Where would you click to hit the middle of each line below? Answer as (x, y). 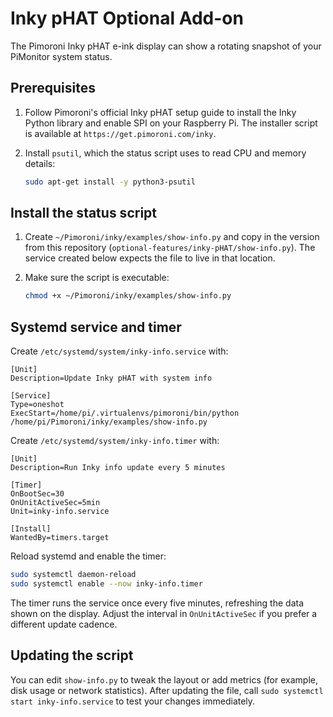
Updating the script (72, 655)
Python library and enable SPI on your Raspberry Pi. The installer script (171, 123)
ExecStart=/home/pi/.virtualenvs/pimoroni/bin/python (125, 413)
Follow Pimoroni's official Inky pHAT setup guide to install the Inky (160, 112)
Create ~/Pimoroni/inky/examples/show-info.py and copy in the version (172, 237)
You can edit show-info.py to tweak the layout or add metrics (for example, (164, 679)
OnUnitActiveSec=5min (55, 503)
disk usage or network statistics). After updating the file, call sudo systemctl (167, 690)
